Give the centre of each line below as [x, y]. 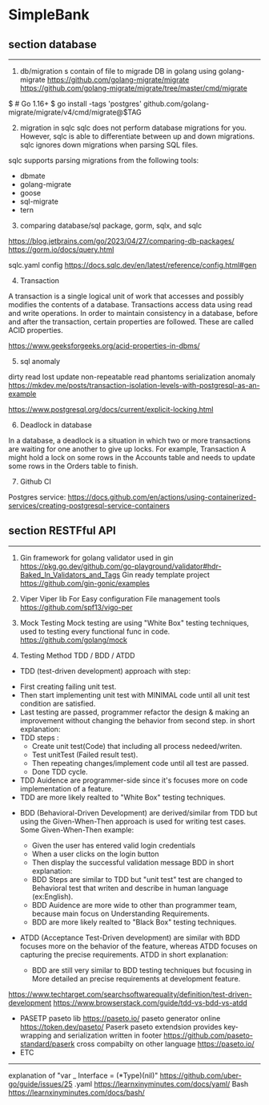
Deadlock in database [56, 425]
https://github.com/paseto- [209, 1035]
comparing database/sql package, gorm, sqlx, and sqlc [111, 225]
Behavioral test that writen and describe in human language [130, 888]
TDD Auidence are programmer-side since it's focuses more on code [134, 780]
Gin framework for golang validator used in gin [96, 557]
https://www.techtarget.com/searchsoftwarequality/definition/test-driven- [130, 994]
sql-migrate [39, 201]
